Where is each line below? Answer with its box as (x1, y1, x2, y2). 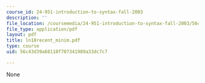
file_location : (6, 20, 45, 26)
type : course (6, 43, 40, 49)
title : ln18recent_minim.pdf (6, 37, 81, 43)
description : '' (6, 15, 48, 21)
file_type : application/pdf (6, 26, 78, 32)
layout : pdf (6, 32, 37, 38)
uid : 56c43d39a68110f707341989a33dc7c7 (6, 49, 108, 55)
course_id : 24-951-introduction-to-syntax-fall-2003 (6, 9, 143, 15)
